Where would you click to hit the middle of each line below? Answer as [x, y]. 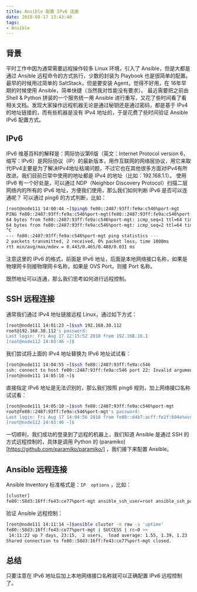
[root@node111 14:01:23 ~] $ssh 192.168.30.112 [64, 325]
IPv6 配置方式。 [25, 120]
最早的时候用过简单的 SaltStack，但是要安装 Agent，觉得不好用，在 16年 [94, 83]
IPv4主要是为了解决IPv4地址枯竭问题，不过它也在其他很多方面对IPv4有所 [99, 168]
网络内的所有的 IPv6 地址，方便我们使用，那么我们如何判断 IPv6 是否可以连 [97, 190]
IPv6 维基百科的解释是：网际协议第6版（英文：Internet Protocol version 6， [97, 153]
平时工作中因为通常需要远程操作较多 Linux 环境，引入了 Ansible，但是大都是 [98, 69]
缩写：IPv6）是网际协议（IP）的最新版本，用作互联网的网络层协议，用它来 [96, 161]
